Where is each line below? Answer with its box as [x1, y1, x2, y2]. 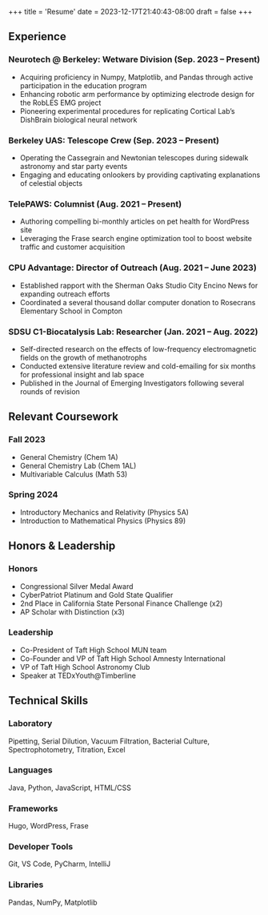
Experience [8, 30, 66, 43]
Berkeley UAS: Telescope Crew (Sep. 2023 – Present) [8, 135, 220, 146]
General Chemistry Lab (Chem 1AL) [19, 461, 137, 470]
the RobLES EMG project [19, 98, 102, 107]
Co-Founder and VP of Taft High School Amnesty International [19, 653, 226, 663]
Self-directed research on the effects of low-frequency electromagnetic [19, 344, 257, 353]
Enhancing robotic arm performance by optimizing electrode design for [19, 89, 255, 99]
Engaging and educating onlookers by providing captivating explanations [19, 170, 261, 179]
